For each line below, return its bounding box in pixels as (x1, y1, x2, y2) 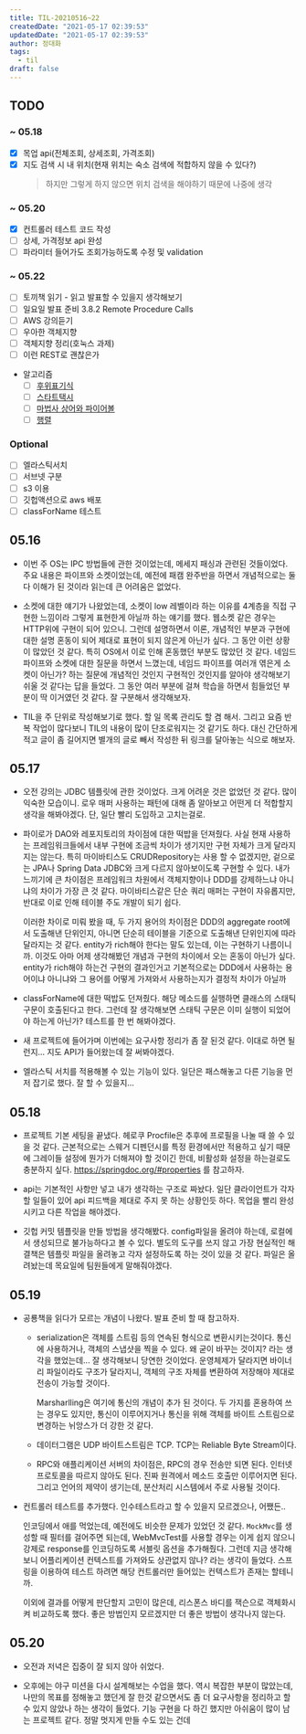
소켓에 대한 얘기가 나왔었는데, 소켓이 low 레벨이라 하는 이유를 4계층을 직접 (22, 600, 288, 611)
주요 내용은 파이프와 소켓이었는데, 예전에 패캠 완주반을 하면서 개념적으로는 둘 (22, 569, 297, 580)
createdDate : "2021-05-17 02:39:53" (9, 22, 149, 31)
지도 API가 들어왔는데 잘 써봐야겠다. (47, 1047, 175, 1058)
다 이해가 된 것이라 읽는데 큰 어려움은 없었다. (22, 581, 182, 592)
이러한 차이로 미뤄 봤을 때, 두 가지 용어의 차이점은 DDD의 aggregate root (22, 916, 283, 927)
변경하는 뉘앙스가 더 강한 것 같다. (36, 1420, 153, 1431)
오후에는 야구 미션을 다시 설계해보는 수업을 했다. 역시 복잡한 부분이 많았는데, (22, 1680, 294, 1691)
